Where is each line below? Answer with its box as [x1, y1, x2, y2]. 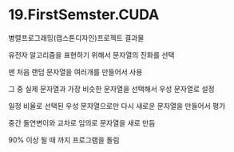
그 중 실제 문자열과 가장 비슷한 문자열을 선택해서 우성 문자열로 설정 [8, 84, 215, 94]
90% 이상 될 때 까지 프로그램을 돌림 [8, 134, 120, 145]
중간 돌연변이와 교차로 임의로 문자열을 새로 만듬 [8, 118, 156, 127]
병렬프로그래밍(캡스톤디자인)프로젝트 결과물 [8, 33, 145, 42]
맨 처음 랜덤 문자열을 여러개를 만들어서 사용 [8, 66, 143, 77]
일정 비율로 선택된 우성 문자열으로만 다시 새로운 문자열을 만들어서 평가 [8, 101, 226, 110]
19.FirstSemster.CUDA [8, 6, 160, 24]
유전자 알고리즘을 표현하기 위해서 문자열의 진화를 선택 [8, 50, 175, 59]
